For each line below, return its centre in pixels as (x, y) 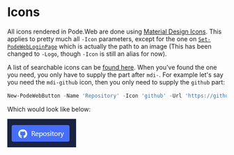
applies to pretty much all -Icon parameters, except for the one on (102, 38)
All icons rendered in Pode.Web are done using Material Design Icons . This (115, 31)
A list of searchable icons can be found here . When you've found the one (112, 67)
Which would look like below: (49, 109)
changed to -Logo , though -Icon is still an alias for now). (87, 54)
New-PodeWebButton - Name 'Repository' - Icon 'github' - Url (95, 96)
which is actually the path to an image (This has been (135, 46)
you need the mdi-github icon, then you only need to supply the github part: (116, 82)
